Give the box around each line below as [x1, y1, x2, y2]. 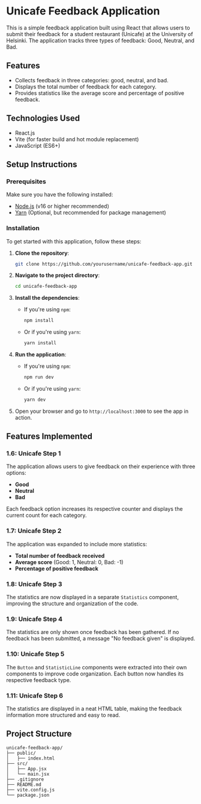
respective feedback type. [6, 676, 71, 683]
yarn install [23, 340, 57, 346]
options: [6, 469, 27, 477]
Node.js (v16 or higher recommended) [14, 203, 109, 210]
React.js [14, 129, 35, 136]
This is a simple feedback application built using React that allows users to [6, 24, 190, 31]
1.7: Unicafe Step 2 [6, 527, 62, 535]
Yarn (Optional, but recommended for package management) [14, 209, 166, 216]
